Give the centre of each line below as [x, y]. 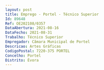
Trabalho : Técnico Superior [34, 37]
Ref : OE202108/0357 [25, 23]
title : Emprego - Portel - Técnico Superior [52, 14]
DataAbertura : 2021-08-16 [32, 28]
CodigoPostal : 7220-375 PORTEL [38, 51]
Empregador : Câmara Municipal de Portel [48, 42]
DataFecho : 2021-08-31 [29, 33]
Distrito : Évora [22, 60]
